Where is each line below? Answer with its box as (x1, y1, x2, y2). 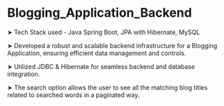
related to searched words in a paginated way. (7, 91, 141, 99)
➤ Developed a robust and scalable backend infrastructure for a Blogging (7, 41, 218, 50)
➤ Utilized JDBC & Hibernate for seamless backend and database (7, 62, 195, 70)
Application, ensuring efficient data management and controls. (7, 49, 186, 57)
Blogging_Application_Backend (7, 5, 193, 21)
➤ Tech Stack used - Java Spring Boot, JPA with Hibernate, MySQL (7, 28, 200, 36)
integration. (7, 70, 40, 78)
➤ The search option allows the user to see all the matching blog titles (7, 83, 208, 91)
